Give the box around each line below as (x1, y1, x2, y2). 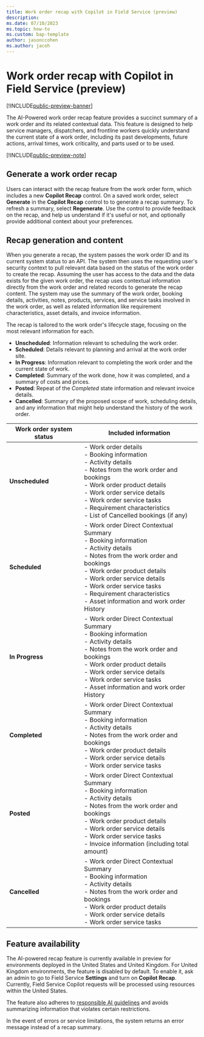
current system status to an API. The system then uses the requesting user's (6, 258, 198, 265)
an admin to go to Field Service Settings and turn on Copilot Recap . (6, 974, 177, 982)
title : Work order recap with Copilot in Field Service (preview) (6, 9, 178, 15)
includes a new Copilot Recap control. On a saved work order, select (6, 192, 178, 199)
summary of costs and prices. (15, 378, 90, 386)
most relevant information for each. (6, 328, 95, 335)
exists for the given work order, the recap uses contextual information (6, 277, 181, 285)
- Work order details (84, 443, 143, 451)
